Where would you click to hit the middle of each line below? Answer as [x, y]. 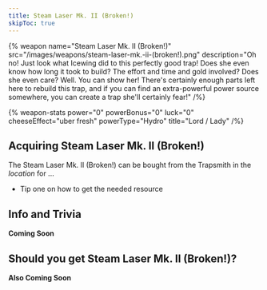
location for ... [31, 173]
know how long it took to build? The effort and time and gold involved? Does [133, 71]
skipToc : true [32, 23]
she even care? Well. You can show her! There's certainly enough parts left [132, 80]
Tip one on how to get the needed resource [92, 189]
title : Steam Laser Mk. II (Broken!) [71, 16]
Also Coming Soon [40, 277]
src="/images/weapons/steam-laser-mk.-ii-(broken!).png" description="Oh [133, 54]
